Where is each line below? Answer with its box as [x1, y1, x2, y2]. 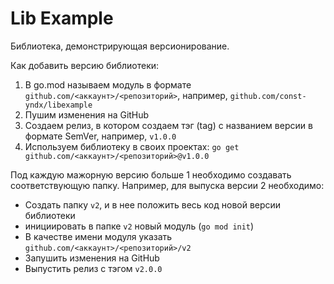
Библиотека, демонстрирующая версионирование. [10, 40, 230, 52]
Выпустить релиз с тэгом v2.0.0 [24, 262, 163, 274]
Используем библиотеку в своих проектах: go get [24, 140, 240, 152]
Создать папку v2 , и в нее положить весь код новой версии [24, 198, 282, 211]
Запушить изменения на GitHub [24, 252, 160, 264]
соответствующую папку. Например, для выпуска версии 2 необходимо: [10, 179, 325, 191]
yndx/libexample [24, 100, 93, 110]
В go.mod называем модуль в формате [24, 78, 192, 91]
